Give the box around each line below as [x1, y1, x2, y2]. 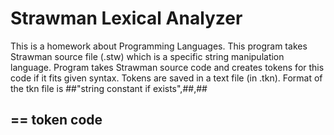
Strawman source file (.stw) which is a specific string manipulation [10, 50, 285, 62]
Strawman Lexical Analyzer [10, 7, 243, 30]
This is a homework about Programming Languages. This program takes [10, 40, 308, 52]
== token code [10, 112, 103, 129]
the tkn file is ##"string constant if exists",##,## [10, 82, 208, 94]
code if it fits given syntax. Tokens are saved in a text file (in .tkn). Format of [10, 72, 323, 84]
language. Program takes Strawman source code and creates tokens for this [10, 61, 325, 73]
